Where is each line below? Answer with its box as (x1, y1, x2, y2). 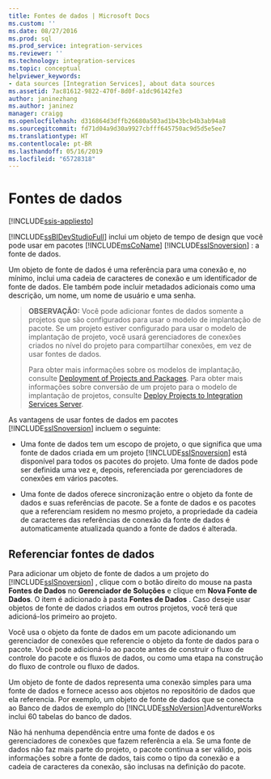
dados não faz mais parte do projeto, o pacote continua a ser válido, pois (8, 745, 252, 754)
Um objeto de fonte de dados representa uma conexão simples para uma (8, 677, 252, 687)
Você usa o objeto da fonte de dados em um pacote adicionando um (8, 628, 237, 637)
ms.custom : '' (8, 19, 57, 28)
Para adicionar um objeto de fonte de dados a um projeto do (8, 569, 210, 578)
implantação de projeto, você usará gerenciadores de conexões (28, 332, 241, 342)
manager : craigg (8, 110, 63, 118)
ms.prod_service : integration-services (8, 42, 143, 50)
